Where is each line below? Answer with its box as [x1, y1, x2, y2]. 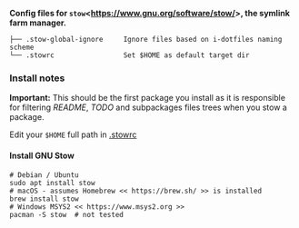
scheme [9, 43, 35, 52]
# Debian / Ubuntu [9, 170, 79, 180]
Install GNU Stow [9, 150, 75, 161]
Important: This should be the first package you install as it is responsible [9, 93, 286, 104]
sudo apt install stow [9, 178, 95, 187]
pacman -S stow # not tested [9, 210, 125, 219]
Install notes [9, 72, 65, 84]
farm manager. [9, 17, 66, 28]
